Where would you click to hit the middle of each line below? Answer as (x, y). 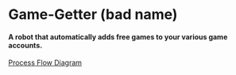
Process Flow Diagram (45, 63)
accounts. (25, 45)
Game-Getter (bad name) (93, 15)
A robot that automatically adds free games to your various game (118, 36)
